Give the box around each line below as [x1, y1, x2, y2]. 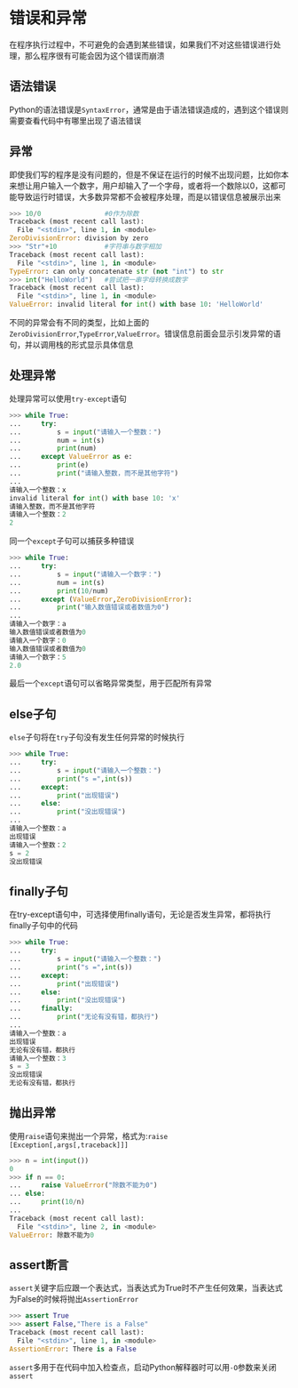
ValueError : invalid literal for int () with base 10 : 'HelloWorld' [9, 300, 264, 309]
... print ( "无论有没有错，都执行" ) [9, 1013, 160, 1022]
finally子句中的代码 [9, 920, 78, 931]
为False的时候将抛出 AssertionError [9, 1294, 139, 1304]
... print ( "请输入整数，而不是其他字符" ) [9, 469, 179, 477]
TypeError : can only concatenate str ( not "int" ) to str [9, 267, 224, 276]
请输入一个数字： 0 [9, 636, 67, 645]
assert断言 [9, 1257, 69, 1272]
